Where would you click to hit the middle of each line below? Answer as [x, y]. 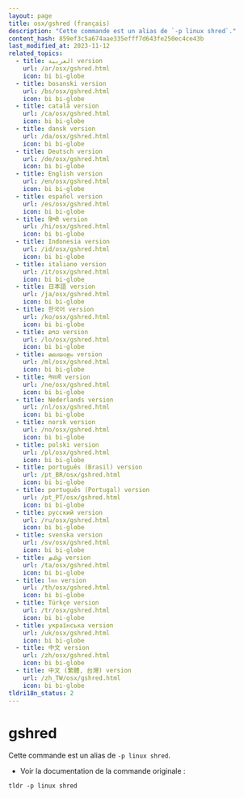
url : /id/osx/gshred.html [67, 249]
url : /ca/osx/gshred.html [67, 114]
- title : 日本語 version [55, 287]
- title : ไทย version [51, 580]
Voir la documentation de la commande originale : [103, 771]
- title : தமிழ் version [53, 558]
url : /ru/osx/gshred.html [67, 520]
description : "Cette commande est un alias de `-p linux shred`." [122, 31]
